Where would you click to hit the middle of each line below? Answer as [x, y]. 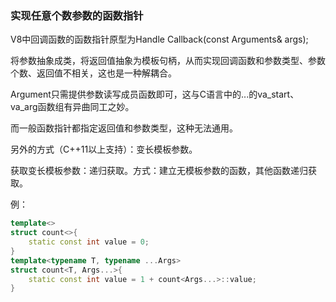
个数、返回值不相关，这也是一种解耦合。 [93, 73]
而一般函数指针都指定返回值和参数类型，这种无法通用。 [124, 128]
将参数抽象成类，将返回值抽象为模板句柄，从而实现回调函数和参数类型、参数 [168, 61]
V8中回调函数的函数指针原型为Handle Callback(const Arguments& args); [159, 39]
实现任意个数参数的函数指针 [77, 15]
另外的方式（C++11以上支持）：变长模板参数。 [104, 149]
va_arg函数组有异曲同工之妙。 [72, 107]
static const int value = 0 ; [89, 242]
